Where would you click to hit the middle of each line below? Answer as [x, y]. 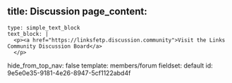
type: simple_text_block [44, 27]
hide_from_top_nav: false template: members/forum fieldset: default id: [110, 65]
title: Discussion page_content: [77, 12]
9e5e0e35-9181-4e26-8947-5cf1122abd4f [69, 72]
